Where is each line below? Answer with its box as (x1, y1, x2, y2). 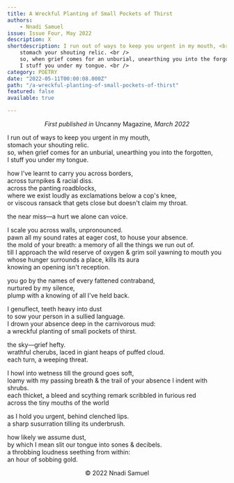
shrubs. (7, 384, 29, 392)
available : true (7, 95, 54, 102)
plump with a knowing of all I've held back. (7, 291, 130, 299)
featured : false (7, 88, 54, 95)
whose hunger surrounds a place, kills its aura (7, 255, 139, 264)
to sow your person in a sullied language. (7, 312, 125, 320)
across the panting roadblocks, (7, 184, 97, 192)
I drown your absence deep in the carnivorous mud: (7, 320, 156, 328)
